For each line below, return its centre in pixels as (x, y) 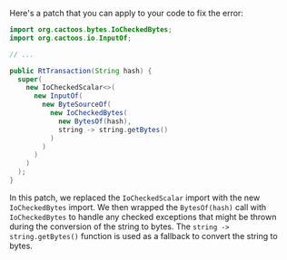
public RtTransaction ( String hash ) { (81, 71)
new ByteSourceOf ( (77, 105)
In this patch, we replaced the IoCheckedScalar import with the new (135, 197)
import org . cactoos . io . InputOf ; (70, 38)
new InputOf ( (58, 96)
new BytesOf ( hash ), (94, 121)
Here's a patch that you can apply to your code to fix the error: (126, 13)
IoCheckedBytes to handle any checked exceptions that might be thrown (143, 217)
